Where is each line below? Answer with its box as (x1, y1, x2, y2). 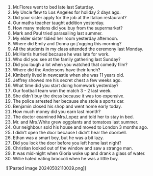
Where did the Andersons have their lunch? (12, 67, 101, 73)
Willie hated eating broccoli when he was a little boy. (12, 156, 119, 161)
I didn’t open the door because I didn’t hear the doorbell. (12, 130, 127, 135)
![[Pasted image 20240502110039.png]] (5, 165, 86, 171)
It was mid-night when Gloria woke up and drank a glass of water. (12, 150, 146, 156)
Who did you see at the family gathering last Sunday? (12, 57, 121, 62)
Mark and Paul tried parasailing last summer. (12, 30, 103, 36)
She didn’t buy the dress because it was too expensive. (12, 93, 125, 99)
